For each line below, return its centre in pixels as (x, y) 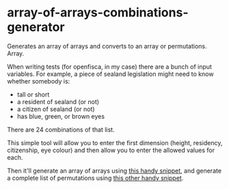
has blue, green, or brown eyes (60, 116)
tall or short (33, 94)
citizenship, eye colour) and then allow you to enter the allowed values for (111, 150)
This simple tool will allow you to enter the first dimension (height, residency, (115, 142)
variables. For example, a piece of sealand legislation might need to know (110, 74)
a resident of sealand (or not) (58, 101)
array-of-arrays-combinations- (98, 13)
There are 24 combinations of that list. (61, 129)
